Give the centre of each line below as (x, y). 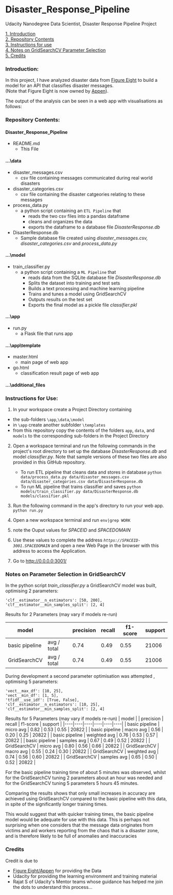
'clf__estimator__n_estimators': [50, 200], (54, 601)
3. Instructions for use (29, 44)
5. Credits (16, 56)
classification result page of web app (60, 373)
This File (29, 149)
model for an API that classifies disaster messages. (59, 85)
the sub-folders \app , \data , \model (48, 419)
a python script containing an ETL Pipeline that (71, 210)
